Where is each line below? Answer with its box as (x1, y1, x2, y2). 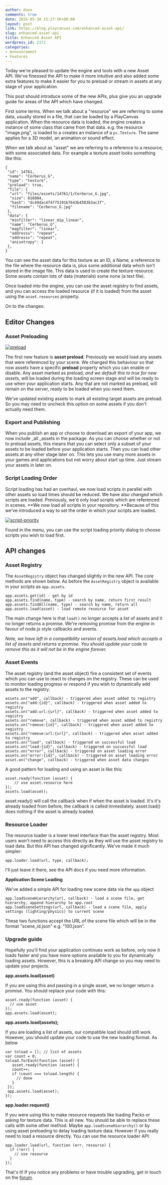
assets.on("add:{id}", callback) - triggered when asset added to (5, 700, 147, 705)
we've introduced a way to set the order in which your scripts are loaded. (5, 507, 156, 513)
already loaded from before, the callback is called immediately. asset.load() (5, 803, 161, 809)
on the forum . (5, 1174, 34, 1180)
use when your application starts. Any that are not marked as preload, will (5, 380, 157, 386)
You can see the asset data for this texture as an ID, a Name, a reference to (5, 257, 160, 263)
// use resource (14, 1151, 49, 1157)
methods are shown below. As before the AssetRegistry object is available (5, 578, 159, 584)
